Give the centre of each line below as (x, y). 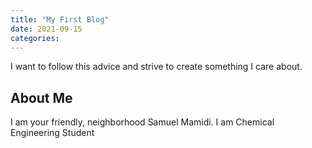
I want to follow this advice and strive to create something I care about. (156, 67)
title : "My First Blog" (60, 19)
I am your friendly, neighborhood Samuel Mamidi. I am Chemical (142, 122)
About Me (41, 97)
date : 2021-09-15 (46, 29)
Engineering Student (52, 133)
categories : (35, 38)
